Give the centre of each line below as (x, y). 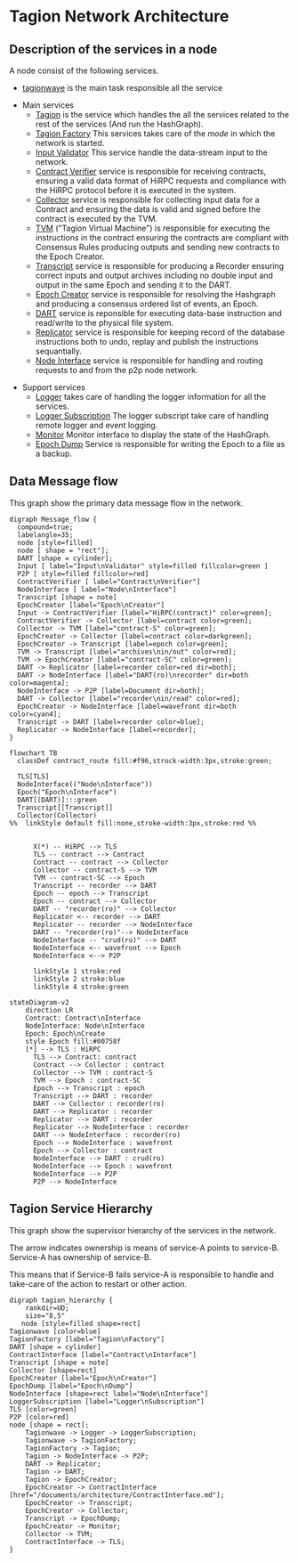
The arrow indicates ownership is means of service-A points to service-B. (145, 1248)
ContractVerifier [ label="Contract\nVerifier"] (109, 582)
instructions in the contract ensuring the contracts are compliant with (162, 237)
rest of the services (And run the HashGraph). (119, 124)
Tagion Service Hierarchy (81, 1209)
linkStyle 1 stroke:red (77, 971)
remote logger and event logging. (97, 425)
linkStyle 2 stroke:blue (79, 979)
